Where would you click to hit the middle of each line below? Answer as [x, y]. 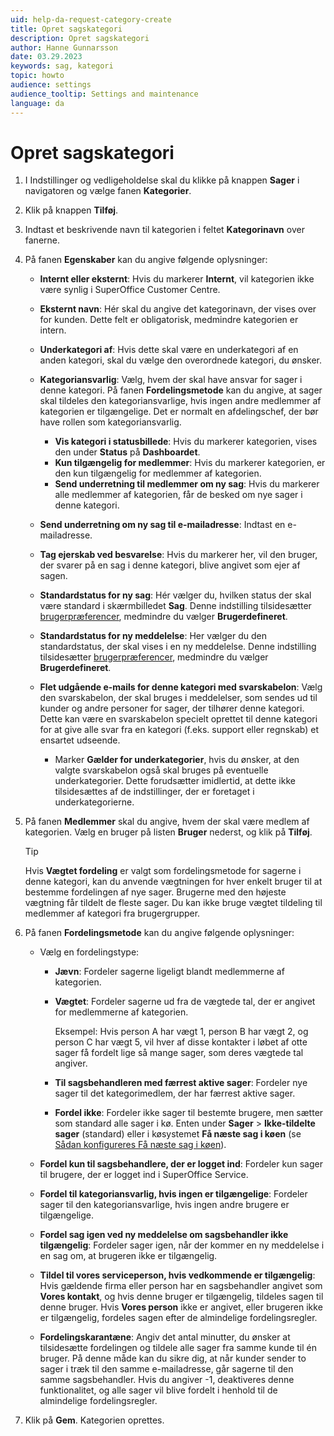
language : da [37, 103]
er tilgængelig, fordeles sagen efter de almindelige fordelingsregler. [178, 1318]
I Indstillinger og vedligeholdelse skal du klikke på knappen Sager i [162, 180]
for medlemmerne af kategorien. [121, 1012]
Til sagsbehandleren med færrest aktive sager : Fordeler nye [181, 1083]
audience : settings [51, 85]
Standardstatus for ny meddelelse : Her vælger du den [153, 636]
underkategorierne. [94, 802]
